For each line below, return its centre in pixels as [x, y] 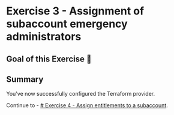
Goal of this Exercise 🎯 [49, 59]
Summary [25, 79]
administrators [44, 37]
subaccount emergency [67, 24]
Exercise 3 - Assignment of [75, 11]
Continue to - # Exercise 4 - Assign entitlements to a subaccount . [87, 105]
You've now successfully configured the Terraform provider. [81, 94]
